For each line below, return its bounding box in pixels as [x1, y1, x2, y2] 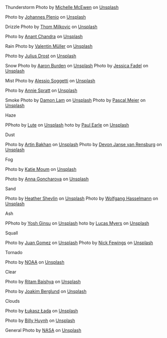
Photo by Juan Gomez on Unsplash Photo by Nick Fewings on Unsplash [5, 240, 153, 246]
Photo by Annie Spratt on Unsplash [5, 87, 77, 93]
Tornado [5, 250, 22, 255]
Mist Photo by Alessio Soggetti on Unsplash [5, 78, 95, 83]
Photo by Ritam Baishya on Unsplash [5, 279, 81, 284]
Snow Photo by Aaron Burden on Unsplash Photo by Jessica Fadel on [5, 63, 148, 68]
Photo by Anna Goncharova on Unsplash [5, 176, 89, 182]
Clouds [5, 298, 20, 304]
